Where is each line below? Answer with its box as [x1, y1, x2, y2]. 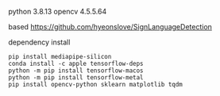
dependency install [8, 37, 71, 47]
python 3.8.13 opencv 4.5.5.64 [8, 7, 107, 16]
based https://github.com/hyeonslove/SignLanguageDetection [8, 22, 213, 31]
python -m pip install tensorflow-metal [8, 74, 145, 82]
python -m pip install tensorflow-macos [8, 67, 145, 75]
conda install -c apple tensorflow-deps [8, 60, 145, 67]
